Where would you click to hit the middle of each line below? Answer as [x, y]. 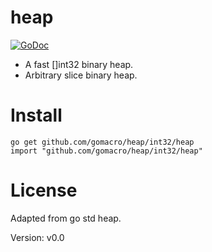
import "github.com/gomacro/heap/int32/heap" [106, 151]
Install [36, 115]
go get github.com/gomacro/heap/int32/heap [102, 142]
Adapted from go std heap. [66, 218]
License [44, 190]
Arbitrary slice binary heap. [81, 75]
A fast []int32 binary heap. [79, 64]
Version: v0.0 [37, 237]
